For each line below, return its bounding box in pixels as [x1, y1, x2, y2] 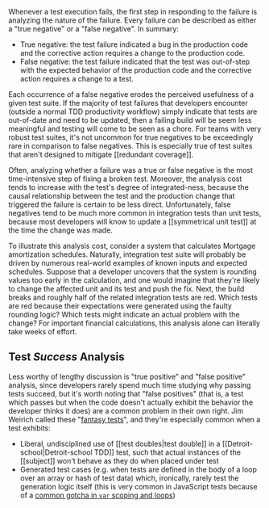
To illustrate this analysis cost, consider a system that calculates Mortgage [8, 241, 256, 250]
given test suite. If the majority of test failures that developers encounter [8, 99, 248, 107]
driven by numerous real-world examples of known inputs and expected [8, 258, 248, 267]
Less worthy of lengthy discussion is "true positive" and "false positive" [8, 372, 246, 381]
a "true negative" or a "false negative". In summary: [8, 24, 180, 33]
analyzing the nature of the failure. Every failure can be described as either [8, 15, 257, 25]
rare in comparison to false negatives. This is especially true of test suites [8, 141, 253, 150]
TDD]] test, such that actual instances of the [93, 447, 242, 457]
